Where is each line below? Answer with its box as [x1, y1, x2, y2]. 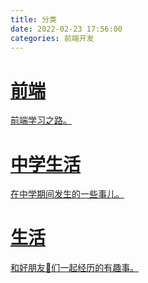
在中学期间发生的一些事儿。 [10, 188, 125, 200]
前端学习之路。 [10, 114, 72, 126]
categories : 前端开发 [10, 33, 95, 43]
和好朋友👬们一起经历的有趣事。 [10, 262, 140, 274]
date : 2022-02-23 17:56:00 [10, 24, 123, 34]
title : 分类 [10, 14, 57, 25]
